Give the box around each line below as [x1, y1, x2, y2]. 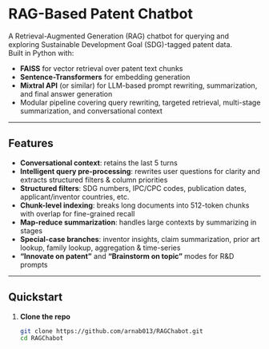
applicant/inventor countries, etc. [19, 192, 130, 201]
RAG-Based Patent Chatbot [8, 5, 194, 23]
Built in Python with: [8, 48, 74, 58]
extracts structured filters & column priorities [19, 175, 168, 184]
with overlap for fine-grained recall [19, 208, 135, 218]
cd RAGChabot [19, 335, 64, 343]
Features [8, 137, 54, 150]
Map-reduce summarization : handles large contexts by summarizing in [19, 217, 257, 227]
